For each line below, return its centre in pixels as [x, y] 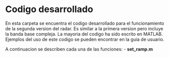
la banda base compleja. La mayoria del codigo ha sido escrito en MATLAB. [84, 34]
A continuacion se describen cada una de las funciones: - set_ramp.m [79, 49]
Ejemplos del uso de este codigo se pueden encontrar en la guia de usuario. [85, 39]
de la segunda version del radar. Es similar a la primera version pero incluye [84, 28]
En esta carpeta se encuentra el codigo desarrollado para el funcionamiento [85, 23]
